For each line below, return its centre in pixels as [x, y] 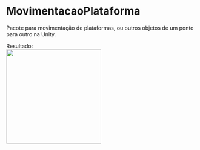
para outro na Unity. [31, 34]
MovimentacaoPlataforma [73, 11]
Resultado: [20, 46]
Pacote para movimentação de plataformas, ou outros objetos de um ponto [100, 28]
